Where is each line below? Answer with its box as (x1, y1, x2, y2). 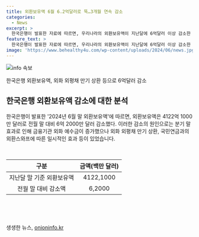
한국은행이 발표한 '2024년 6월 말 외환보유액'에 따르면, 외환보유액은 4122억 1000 (6, 113, 192, 120)
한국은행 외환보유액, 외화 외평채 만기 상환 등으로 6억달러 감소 (6, 76, 147, 84)
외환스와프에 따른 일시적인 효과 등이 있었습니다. (6, 134, 115, 142)
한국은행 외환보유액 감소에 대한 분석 (6, 96, 129, 106)
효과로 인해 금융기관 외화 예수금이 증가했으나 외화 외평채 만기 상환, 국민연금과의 (6, 127, 190, 134)
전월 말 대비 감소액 (17, 184, 66, 193)
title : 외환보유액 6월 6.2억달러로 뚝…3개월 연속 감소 (6, 8, 123, 15)
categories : (6, 14, 36, 20)
